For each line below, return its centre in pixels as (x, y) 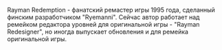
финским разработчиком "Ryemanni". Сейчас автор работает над (103, 17)
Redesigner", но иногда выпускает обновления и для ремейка (98, 32)
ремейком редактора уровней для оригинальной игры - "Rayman (103, 24)
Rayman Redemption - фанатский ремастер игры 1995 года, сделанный (111, 10)
